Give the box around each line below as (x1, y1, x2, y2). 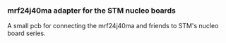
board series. (7, 29, 46, 37)
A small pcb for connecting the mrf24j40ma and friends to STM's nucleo (7, 22, 219, 30)
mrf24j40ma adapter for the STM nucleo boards (7, 6, 177, 16)
